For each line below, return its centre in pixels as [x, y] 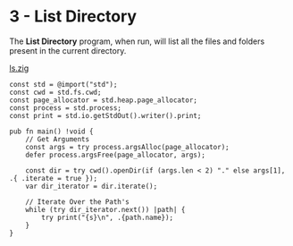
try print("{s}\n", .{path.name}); [108, 217]
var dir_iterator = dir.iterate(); [92, 186]
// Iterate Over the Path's [77, 202]
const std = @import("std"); [63, 84]
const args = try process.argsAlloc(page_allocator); [127, 147]
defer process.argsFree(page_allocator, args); [115, 155]
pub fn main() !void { [51, 131]
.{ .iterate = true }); [54, 178]
